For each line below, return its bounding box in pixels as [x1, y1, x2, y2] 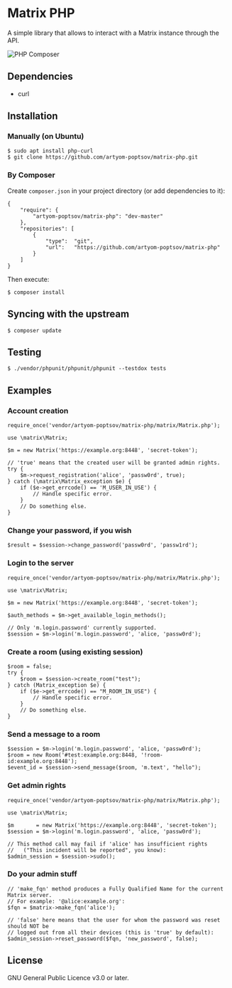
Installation [7, 110, 58, 122]
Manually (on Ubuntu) [7, 132, 84, 142]
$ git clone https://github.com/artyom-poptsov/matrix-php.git [7, 154, 199, 161]
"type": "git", [45, 237, 94, 245]
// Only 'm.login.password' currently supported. [7, 624, 158, 631]
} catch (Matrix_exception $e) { [7, 681, 106, 688]
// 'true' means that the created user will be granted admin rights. [7, 459, 221, 467]
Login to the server [7, 558, 74, 568]
